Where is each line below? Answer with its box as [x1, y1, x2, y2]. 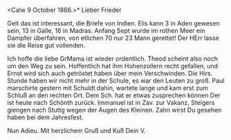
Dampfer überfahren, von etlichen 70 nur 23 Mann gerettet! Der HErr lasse [7, 34, 219, 42]
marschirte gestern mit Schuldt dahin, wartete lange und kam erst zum [7, 84, 209, 92]
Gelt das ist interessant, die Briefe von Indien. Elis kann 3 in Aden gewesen [7, 19, 220, 27]
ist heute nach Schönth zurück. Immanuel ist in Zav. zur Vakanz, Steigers [7, 99, 215, 106]
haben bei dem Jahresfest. [7, 113, 84, 121]
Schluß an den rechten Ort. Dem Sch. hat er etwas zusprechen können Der [7, 91, 221, 99]
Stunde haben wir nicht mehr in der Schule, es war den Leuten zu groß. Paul [7, 77, 225, 85]
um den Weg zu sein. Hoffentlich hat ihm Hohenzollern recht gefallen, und [7, 62, 219, 70]
